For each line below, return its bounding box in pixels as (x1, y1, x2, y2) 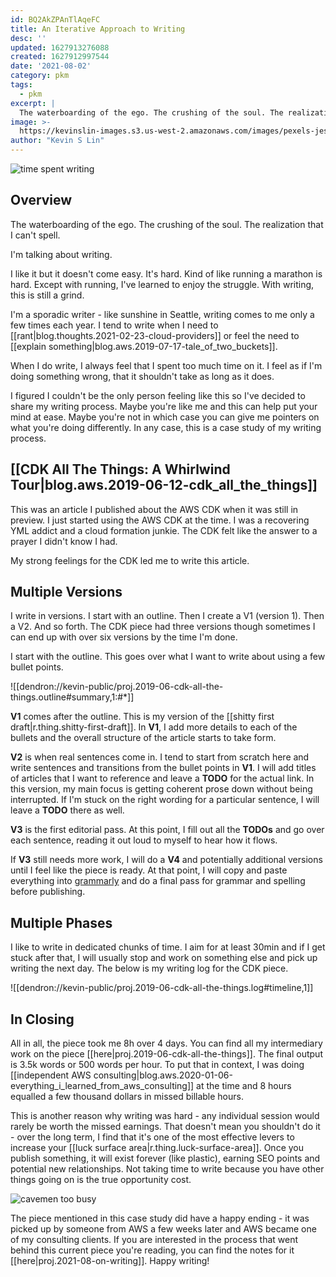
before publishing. (10, 886, 86, 898)
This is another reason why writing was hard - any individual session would (10, 1110, 320, 1122)
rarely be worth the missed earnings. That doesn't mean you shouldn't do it (10, 1121, 321, 1133)
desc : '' (10, 33, 47, 43)
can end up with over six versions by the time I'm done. (10, 631, 238, 643)
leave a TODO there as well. (10, 804, 125, 816)
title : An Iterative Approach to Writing (10, 24, 186, 34)
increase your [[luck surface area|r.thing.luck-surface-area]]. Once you (10, 1142, 305, 1154)
